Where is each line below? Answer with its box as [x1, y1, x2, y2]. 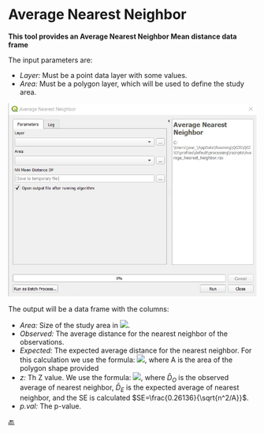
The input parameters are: [8, 55, 93, 65]
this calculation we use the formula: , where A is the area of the [19, 355, 233, 364]
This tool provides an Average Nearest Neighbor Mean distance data [8, 32, 237, 41]
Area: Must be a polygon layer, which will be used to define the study [19, 79, 244, 88]
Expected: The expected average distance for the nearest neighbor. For [19, 345, 252, 355]
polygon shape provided [19, 363, 99, 372]
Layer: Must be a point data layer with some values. [19, 70, 188, 80]
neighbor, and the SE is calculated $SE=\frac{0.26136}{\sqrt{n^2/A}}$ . [19, 393, 249, 403]
